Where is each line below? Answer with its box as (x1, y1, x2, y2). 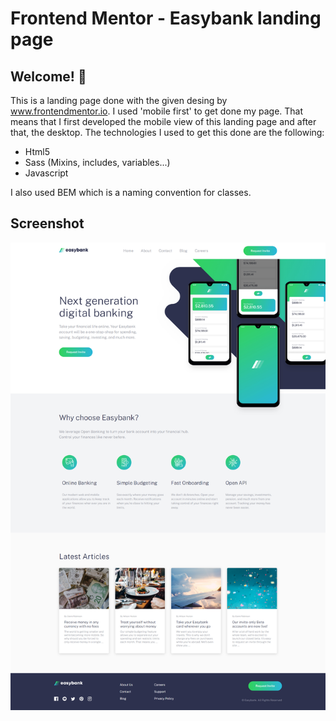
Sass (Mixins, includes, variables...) (24, 157, 171, 168)
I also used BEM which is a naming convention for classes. (10, 187, 252, 198)
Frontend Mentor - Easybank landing (10, 7, 322, 30)
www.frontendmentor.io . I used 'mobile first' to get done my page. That (10, 105, 304, 117)
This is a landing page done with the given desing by (10, 95, 228, 106)
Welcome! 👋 (10, 68, 87, 85)
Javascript (24, 167, 69, 179)
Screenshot (10, 215, 85, 232)
